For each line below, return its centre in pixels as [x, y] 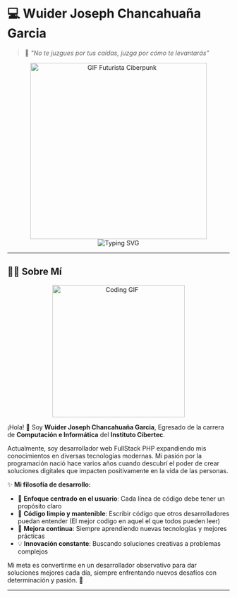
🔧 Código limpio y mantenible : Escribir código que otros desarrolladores [123, 513]
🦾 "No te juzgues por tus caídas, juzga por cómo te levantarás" [117, 53]
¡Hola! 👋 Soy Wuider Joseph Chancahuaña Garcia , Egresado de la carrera [116, 427]
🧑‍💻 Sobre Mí [35, 272]
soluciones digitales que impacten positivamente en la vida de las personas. [118, 470]
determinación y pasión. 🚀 [45, 580]
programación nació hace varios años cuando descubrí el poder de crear [114, 463]
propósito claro [39, 506]
